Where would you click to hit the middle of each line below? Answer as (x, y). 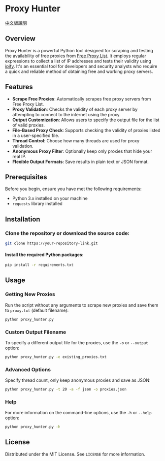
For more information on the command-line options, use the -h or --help (78, 413)
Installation (23, 219)
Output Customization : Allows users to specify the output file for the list (86, 120)
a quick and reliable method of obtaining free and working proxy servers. (79, 71)
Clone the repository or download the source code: (67, 233)
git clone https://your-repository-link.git (51, 244)
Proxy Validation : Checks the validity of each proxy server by (75, 109)
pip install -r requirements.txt (39, 265)
